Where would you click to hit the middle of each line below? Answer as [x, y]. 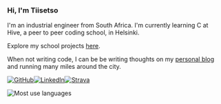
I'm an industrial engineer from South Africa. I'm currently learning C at [108, 25]
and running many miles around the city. [64, 67]
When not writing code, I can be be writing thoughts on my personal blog [111, 59]
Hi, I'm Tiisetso [33, 10]
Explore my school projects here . [54, 46]
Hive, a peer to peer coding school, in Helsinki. [73, 32]
